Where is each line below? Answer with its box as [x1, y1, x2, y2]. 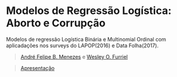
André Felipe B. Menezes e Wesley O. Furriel [20, 53, 128, 60]
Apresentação [20, 64, 55, 71]
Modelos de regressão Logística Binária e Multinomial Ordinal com [6, 36, 166, 43]
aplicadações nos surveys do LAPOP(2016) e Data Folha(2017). [6, 42, 159, 49]
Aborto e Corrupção [6, 16, 105, 30]
